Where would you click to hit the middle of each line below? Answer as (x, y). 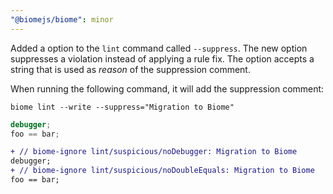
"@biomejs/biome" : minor (62, 19)
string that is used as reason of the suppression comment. (130, 69)
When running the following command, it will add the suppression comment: (167, 88)
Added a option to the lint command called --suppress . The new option (159, 48)
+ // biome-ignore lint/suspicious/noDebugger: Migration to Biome (154, 152)
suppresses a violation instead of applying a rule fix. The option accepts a (162, 58)
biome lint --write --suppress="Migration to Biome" (122, 107)
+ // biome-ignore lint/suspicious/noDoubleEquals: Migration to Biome (162, 171)
